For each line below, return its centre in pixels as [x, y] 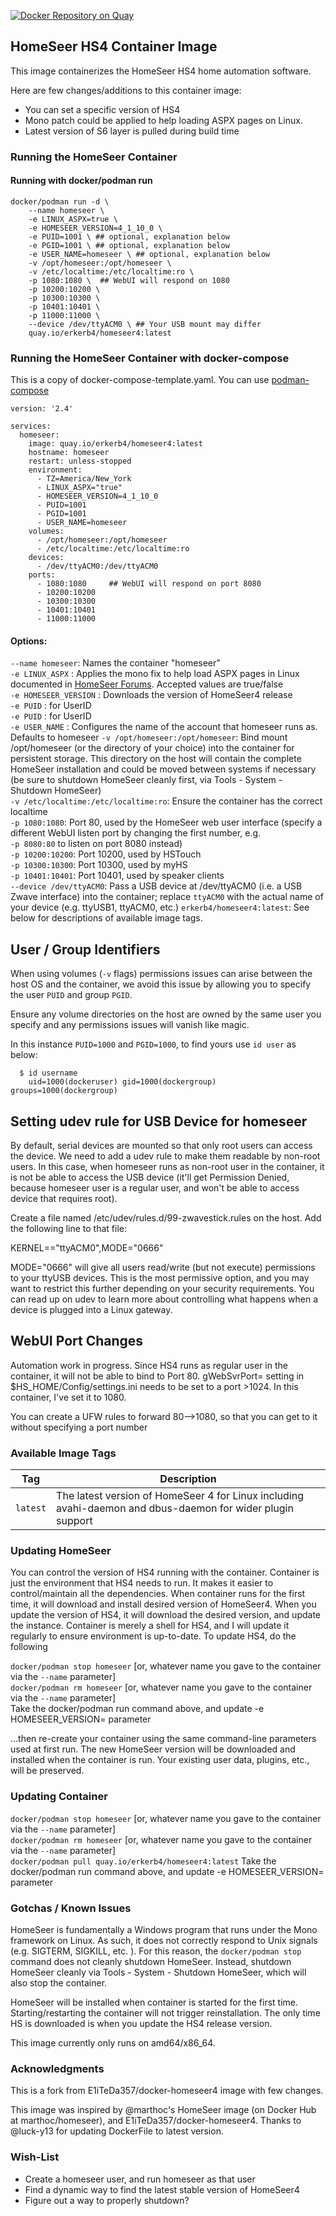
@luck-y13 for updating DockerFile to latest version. [117, 2131]
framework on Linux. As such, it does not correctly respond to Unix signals [164, 1941]
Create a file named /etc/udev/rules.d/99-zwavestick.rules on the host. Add [166, 1218]
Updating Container [59, 1797]
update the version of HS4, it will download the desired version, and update [166, 1615]
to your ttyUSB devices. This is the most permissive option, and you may [160, 1278]
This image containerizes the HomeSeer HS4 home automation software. [161, 71]
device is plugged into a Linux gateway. [91, 1310]
